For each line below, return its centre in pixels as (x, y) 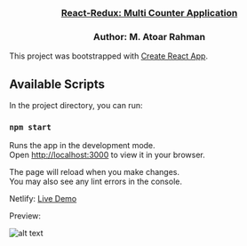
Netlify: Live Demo (43, 199)
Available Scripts (57, 84)
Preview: (25, 216)
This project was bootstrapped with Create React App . (109, 56)
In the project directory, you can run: (76, 106)
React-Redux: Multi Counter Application (149, 12)
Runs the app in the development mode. (82, 146)
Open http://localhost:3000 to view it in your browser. (108, 155)
